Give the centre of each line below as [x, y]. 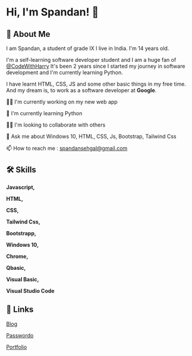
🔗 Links [20, 309]
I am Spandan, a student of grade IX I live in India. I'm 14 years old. [88, 48]
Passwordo [20, 335]
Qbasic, [16, 267]
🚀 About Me [28, 34]
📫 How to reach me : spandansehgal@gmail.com [67, 148]
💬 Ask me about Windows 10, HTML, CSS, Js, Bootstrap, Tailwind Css [91, 136]
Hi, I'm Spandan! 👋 [53, 12]
